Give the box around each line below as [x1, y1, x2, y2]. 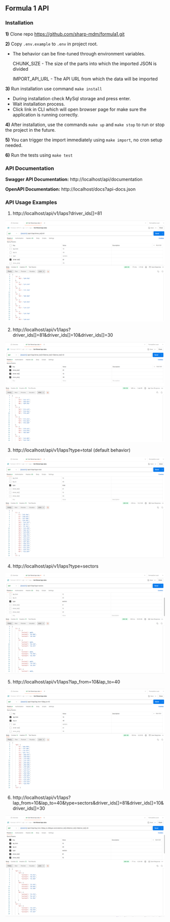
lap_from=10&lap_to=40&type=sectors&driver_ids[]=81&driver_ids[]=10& [12, 799, 164, 806]
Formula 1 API [5, 4, 49, 13]
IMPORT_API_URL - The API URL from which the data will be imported [12, 76, 158, 82]
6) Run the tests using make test [5, 152, 73, 158]
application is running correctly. [12, 111, 79, 117]
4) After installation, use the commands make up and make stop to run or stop [5, 122, 165, 128]
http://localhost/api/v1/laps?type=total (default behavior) [12, 447, 131, 453]
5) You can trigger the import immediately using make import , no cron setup [5, 137, 163, 143]
